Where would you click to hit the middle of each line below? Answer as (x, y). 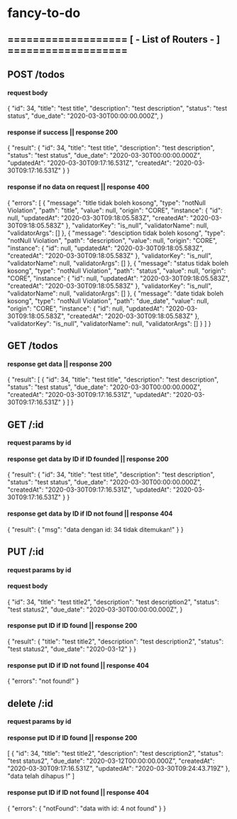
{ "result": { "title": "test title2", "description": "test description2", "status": (116, 641)
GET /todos (33, 346)
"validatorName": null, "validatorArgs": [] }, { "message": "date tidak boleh (115, 293)
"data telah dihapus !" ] (41, 776)
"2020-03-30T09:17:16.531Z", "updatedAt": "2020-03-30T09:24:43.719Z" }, (119, 769)
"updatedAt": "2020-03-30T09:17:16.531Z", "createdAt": (89, 163)
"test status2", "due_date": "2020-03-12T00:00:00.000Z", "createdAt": (111, 761)
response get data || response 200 (60, 364)
